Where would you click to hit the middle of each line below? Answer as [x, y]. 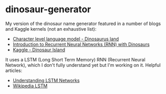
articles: [14, 70]
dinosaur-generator [48, 9]
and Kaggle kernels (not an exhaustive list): [51, 29]
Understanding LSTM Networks [46, 80]
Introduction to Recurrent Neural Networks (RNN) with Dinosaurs [81, 44]
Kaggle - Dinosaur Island [39, 50]
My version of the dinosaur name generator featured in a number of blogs [83, 24]
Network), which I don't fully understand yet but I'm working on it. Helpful [83, 65]
